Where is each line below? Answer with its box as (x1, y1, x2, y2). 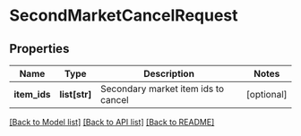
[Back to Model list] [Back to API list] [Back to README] (9, 117, 215, 127)
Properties (9, 41, 70, 56)
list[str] (59, 89, 92, 100)
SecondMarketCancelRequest (9, 5, 239, 26)
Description (142, 68, 195, 80)
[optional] (245, 89, 288, 100)
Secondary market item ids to (99, 82, 225, 95)
